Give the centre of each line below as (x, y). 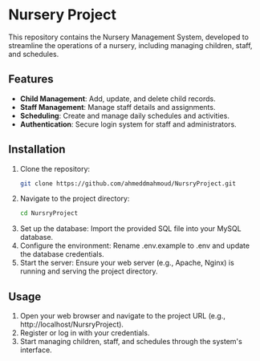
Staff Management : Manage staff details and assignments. (118, 107)
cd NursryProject (49, 213)
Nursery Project (62, 15)
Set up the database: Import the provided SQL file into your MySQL (131, 229)
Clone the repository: (55, 168)
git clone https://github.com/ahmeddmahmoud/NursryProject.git (128, 183)
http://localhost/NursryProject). (72, 324)
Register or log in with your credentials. (85, 333)
